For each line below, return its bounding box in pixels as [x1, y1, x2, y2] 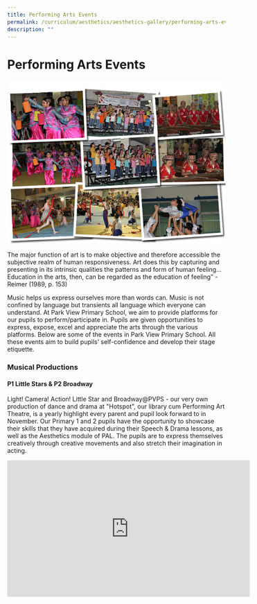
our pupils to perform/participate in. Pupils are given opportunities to [7, 316, 203, 324]
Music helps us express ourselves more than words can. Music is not [7, 293, 204, 302]
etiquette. [7, 345, 35, 354]
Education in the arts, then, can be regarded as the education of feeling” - [7, 273, 218, 281]
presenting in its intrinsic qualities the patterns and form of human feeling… [7, 266, 222, 274]
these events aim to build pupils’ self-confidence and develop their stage [7, 338, 215, 346]
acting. [7, 447, 27, 455]
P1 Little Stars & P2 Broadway [7, 379, 94, 388]
